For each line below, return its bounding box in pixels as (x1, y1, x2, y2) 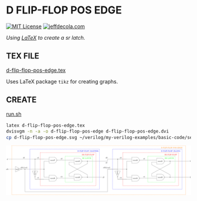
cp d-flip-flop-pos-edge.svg (6, 135, 77, 141)
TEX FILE (6, 51, 40, 61)
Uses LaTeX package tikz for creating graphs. (6, 78, 118, 85)
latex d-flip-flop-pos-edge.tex (6, 122, 85, 129)
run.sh (6, 110, 22, 117)
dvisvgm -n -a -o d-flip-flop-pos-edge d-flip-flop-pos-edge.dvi (6, 129, 169, 134)
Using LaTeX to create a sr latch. (6, 34, 86, 41)
